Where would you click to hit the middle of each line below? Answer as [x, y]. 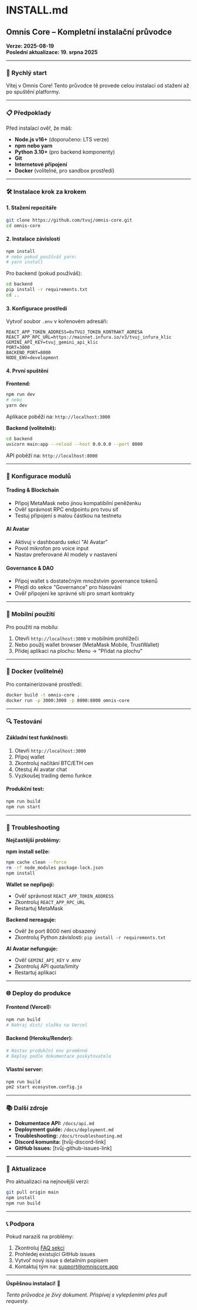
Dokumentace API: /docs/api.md [55, 1123]
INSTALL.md [37, 10]
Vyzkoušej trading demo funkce [53, 776]
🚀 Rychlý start [26, 73]
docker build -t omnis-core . [43, 695]
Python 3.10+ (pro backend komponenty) [65, 152]
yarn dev [17, 405]
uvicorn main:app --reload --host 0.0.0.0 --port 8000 [74, 444]
